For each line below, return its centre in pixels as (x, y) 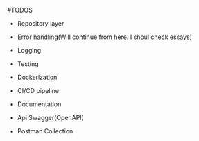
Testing (28, 64)
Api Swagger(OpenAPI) (51, 118)
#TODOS (20, 10)
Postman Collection (45, 131)
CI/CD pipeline (38, 91)
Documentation (39, 104)
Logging (29, 50)
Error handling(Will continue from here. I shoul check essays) (105, 37)
